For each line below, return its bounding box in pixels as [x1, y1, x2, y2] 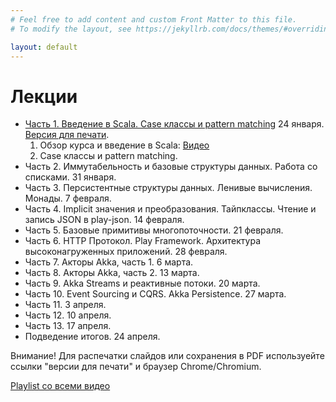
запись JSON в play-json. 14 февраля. [24, 214, 185, 226]
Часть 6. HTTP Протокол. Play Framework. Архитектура [24, 235, 261, 247]
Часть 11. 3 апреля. [24, 299, 107, 311]
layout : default [10, 42, 78, 52]
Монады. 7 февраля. [24, 192, 112, 205]
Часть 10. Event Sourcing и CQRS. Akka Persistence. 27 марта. [24, 288, 287, 300]
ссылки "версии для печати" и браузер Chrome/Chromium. [10, 361, 262, 373]
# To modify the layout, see [10, 24, 132, 34]
